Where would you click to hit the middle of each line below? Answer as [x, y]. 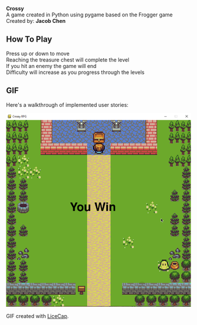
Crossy [15, 9]
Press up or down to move [38, 53]
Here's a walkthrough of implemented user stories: [67, 104]
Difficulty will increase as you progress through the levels [75, 72]
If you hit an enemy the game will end [51, 66]
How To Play [29, 40]
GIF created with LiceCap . [38, 316]
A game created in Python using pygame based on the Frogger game [89, 15]
